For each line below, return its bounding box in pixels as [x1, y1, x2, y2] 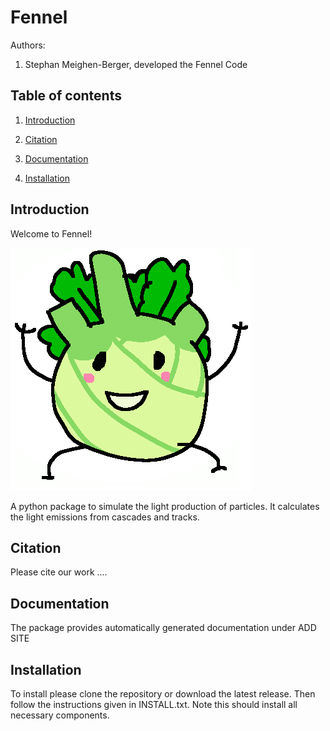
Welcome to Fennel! [10, 227, 93, 240]
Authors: [10, 39, 46, 51]
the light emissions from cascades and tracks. [10, 511, 200, 523]
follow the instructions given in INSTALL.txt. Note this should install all [10, 699, 298, 710]
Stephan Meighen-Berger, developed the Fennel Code [24, 58, 248, 70]
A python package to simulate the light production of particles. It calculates [10, 500, 320, 512]
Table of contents [10, 87, 122, 105]
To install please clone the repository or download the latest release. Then [10, 688, 316, 700]
